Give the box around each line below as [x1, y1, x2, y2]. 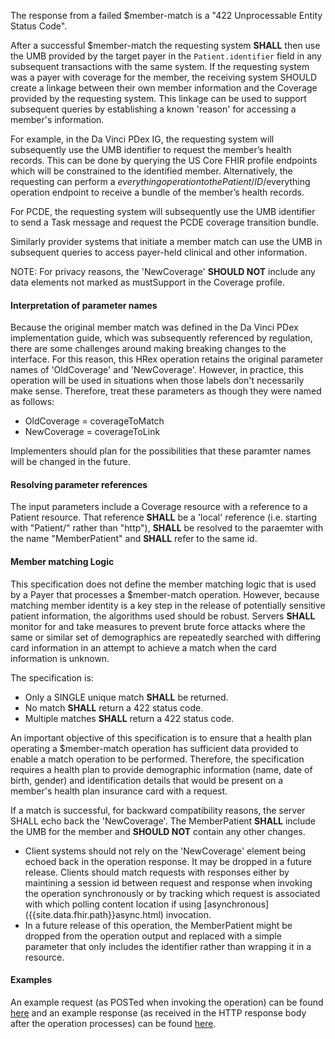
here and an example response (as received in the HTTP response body [10, 1006, 307, 1019]
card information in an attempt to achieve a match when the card [10, 641, 277, 654]
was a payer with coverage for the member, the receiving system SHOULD [10, 71, 317, 83]
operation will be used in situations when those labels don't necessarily [10, 375, 305, 387]
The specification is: [10, 671, 94, 684]
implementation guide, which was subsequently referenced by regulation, [10, 332, 313, 344]
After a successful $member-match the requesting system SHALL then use [10, 40, 321, 51]
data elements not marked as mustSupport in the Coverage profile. [10, 276, 286, 288]
